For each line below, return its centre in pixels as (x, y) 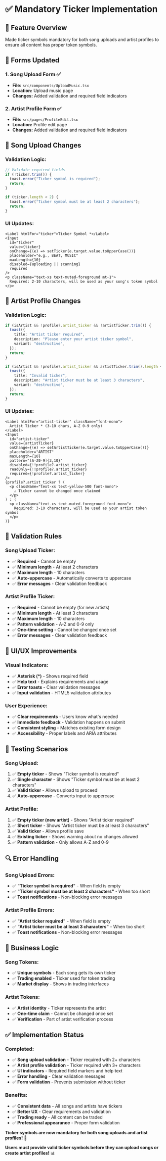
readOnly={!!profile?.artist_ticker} (48, 469)
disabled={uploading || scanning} (45, 264)
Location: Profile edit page (40, 124)
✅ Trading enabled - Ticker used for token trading (63, 978)
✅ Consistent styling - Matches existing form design (66, 727)
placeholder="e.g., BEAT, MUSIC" (44, 255)
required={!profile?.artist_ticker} (47, 474)
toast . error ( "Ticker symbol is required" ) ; (55, 179)
